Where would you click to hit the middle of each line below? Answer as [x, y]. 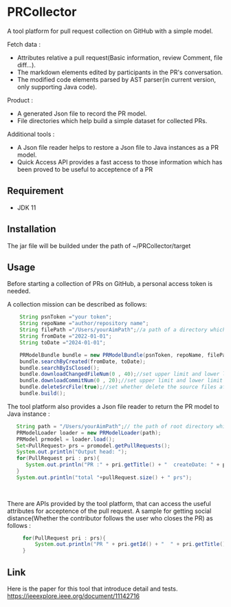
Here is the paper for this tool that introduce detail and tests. [92, 588]
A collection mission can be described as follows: [77, 305]
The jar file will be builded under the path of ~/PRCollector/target [99, 245]
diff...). [26, 65]
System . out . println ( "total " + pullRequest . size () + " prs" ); [104, 477]
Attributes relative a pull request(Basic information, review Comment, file [120, 57]
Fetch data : [24, 44]
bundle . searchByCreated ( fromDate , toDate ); [83, 362]
